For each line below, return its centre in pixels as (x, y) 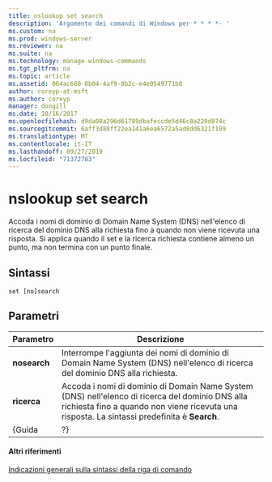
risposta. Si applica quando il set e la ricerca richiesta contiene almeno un (132, 239)
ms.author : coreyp (39, 99)
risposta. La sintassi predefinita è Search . (140, 416)
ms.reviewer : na (36, 46)
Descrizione (160, 339)
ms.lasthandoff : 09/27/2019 (56, 151)
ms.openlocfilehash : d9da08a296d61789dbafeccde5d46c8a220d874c (117, 122)
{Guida (25, 429)
